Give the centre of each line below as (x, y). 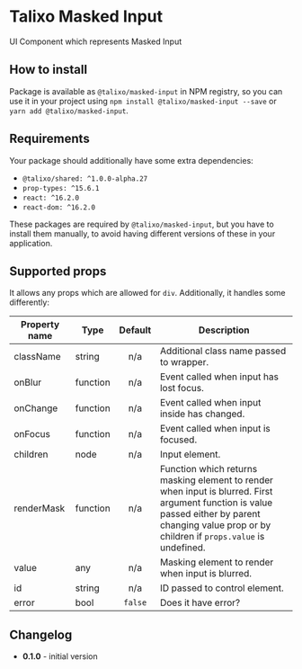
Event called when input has (219, 377)
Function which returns (209, 469)
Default (135, 330)
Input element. (191, 454)
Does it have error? (200, 602)
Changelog (41, 634)
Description (224, 330)
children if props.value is (213, 537)
